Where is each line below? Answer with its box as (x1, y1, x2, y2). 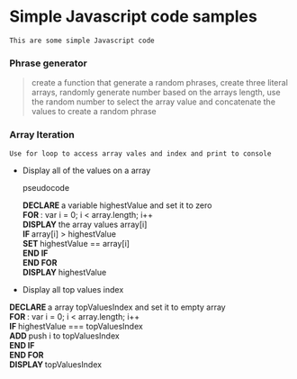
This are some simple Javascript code (9, 36, 155, 45)
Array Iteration (9, 129, 75, 141)
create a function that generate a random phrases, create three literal (31, 77, 288, 88)
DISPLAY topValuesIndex (9, 358, 102, 370)
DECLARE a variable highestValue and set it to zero (22, 200, 212, 211)
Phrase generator (9, 57, 87, 69)
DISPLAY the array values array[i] (22, 219, 148, 230)
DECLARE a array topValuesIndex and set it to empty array (9, 302, 227, 312)
